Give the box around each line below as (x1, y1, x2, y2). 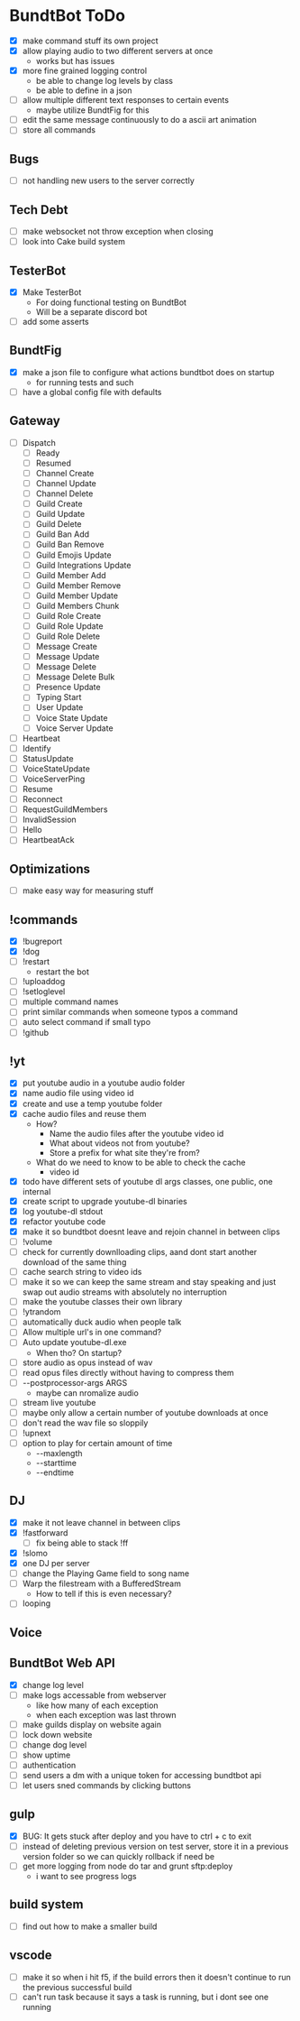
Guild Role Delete (35, 631, 101, 641)
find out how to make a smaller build (22, 1921, 158, 1932)
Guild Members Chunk (35, 600, 120, 611)
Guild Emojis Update (35, 549, 112, 560)
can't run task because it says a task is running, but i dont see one (22, 1991, 268, 2002)
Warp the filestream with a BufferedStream (22, 1578, 182, 1589)
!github (22, 1027, 50, 1038)
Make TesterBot (22, 286, 82, 298)
